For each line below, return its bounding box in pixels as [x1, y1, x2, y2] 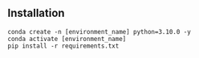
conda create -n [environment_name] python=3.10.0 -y [7, 27, 192, 35]
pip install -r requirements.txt [7, 42, 120, 50]
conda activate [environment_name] [7, 35, 127, 43]
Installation [7, 6, 65, 20]
